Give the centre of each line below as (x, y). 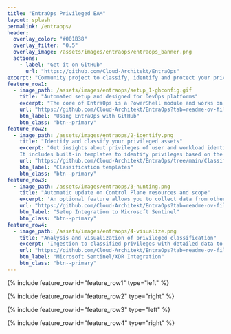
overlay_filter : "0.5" (46, 45)
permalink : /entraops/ (40, 26)
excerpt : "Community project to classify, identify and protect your (109, 77)
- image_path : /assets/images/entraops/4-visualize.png (95, 231)
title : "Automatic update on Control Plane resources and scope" (115, 193)
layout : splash (29, 20)
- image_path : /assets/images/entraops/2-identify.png (93, 135)
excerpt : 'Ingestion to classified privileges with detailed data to (121, 244)
